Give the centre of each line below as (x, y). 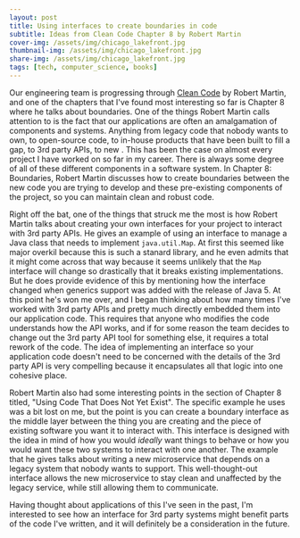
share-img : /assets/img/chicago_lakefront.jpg (97, 59)
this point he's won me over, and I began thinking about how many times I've (150, 299)
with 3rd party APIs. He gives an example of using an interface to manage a (148, 233)
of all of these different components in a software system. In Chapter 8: (141, 168)
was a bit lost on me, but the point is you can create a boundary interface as (149, 411)
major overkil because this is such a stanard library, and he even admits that (149, 252)
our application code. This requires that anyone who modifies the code (139, 319)
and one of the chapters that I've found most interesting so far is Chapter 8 (147, 102)
